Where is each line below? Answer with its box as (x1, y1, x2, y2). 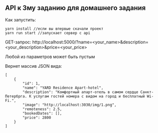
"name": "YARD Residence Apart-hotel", (22, 85, 104, 90)
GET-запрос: (5, 39, 32, 45)
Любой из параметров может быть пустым (5, 54, 95, 59)
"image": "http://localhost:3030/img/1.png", (22, 102, 117, 107)
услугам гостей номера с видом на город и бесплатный (33, 94, 145, 99)
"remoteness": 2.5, (22, 107, 62, 112)
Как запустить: (5, 17, 36, 22)
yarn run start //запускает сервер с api (5, 30, 91, 36)
